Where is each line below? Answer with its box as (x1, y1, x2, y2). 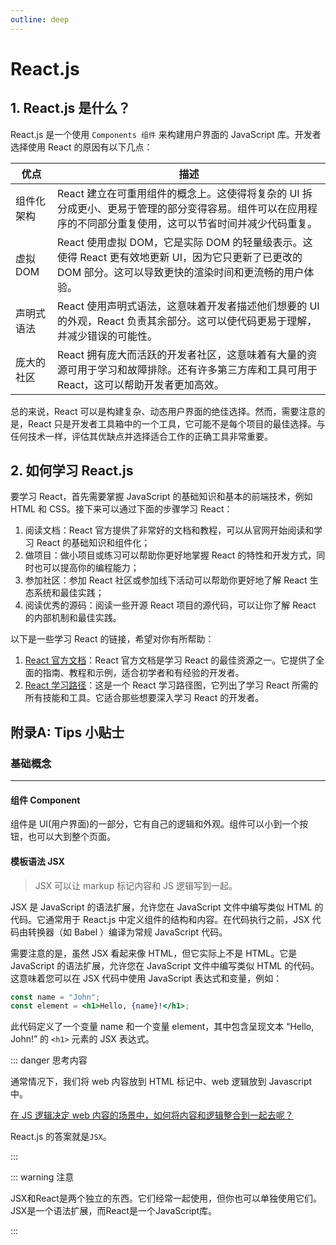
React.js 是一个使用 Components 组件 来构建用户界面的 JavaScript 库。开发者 (10, 128, 322, 140)
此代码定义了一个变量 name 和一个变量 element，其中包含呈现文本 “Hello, (10, 1021, 315, 1033)
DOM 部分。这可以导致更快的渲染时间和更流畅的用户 (56, 265, 305, 279)
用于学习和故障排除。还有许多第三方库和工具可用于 (76, 362, 318, 376)
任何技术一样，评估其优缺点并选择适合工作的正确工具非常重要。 (10, 430, 273, 442)
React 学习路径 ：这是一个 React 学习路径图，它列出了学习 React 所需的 (24, 679, 319, 691)
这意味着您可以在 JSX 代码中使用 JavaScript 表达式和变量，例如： (10, 972, 283, 984)
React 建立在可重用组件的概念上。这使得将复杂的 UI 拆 (56, 186, 313, 200)
